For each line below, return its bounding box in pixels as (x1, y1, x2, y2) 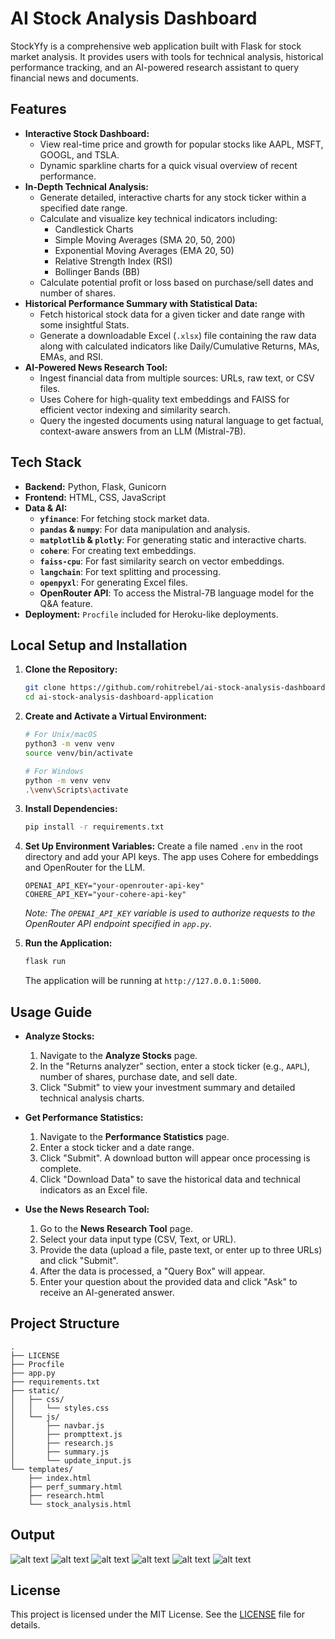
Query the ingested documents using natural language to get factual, (39, 414, 324, 426)
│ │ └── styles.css (10, 1403, 110, 1413)
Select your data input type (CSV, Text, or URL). (39, 1233, 237, 1245)
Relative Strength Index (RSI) (54, 255, 173, 267)
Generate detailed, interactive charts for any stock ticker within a (39, 191, 307, 203)
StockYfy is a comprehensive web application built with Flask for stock (10, 40, 302, 52)
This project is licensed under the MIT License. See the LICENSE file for (10, 1608, 306, 1621)
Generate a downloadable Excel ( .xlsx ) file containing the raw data (39, 329, 317, 341)
